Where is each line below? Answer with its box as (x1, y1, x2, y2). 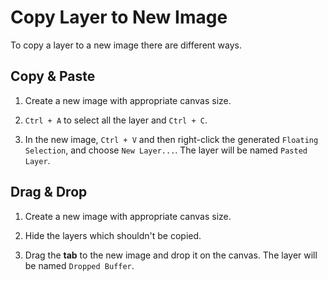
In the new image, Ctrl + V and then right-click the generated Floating (24, 133, 319, 145)
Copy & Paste (10, 68, 96, 85)
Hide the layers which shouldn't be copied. (24, 229, 202, 241)
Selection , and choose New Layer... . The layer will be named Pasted (24, 144, 308, 156)
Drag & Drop (10, 184, 88, 201)
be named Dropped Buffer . (24, 259, 135, 271)
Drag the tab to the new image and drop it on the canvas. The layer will (24, 249, 318, 261)
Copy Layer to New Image (10, 6, 228, 29)
